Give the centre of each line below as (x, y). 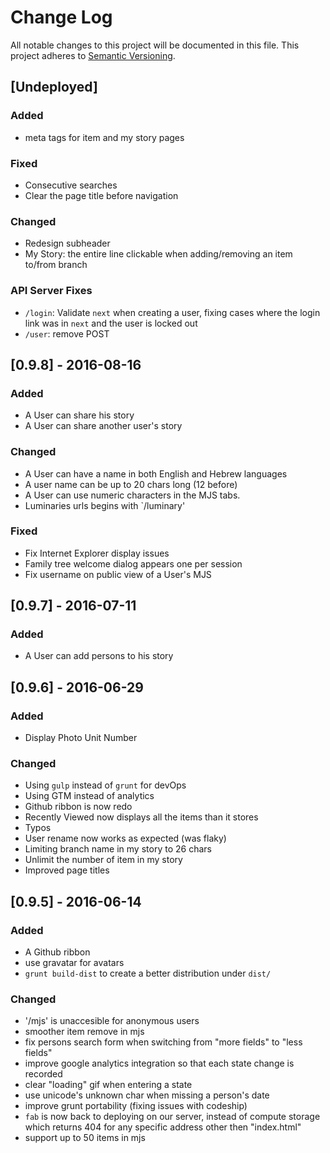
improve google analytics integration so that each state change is (159, 1063)
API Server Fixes (51, 291)
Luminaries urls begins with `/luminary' (105, 505)
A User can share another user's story (103, 426)
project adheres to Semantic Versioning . (93, 55)
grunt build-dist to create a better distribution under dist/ (148, 973)
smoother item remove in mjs (84, 1032)
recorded (43, 1074)
